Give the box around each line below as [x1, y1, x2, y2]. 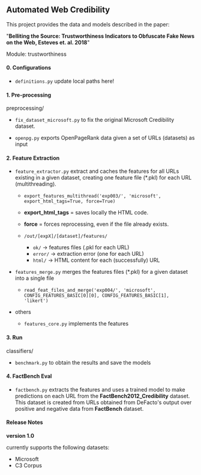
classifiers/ [6, 347, 34, 354]
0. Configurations [6, 64, 51, 71]
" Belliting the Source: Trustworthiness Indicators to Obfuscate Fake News [6, 32, 195, 40]
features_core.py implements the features [23, 320, 129, 327]
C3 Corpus [14, 462, 42, 469]
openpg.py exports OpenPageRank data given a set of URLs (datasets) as [14, 135, 195, 142]
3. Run [6, 334, 23, 341]
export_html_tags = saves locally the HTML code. [23, 209, 149, 216]
